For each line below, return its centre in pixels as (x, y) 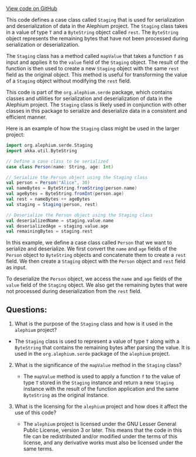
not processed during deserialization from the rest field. (74, 291)
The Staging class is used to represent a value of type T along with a (97, 341)
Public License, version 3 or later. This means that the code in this (103, 430)
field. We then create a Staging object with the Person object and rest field (96, 261)
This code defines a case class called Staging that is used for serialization (95, 20)
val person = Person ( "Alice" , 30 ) (48, 183)
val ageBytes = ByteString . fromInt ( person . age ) (65, 194)
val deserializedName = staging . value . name (60, 221)
